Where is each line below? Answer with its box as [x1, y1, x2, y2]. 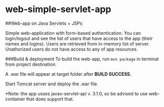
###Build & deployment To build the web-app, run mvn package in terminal [5, 56, 159, 62]
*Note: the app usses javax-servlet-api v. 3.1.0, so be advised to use [5, 90, 148, 96]
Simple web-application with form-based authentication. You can [5, 30, 141, 36]
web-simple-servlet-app [5, 4, 111, 15]
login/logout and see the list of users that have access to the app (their [5, 35, 153, 41]
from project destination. [5, 61, 57, 67]
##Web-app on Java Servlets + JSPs [5, 20, 83, 26]
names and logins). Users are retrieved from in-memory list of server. [5, 40, 150, 46]
